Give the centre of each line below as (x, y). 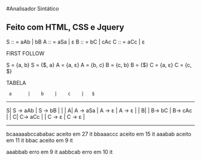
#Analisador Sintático (33, 9)
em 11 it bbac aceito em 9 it (39, 140)
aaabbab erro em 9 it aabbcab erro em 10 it (60, 152)
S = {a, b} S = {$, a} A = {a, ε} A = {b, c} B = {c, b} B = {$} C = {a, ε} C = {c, (99, 64)
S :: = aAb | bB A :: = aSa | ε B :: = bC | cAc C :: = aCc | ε (76, 42)
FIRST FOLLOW (25, 53)
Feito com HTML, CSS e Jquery (65, 27)
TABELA (16, 82)
